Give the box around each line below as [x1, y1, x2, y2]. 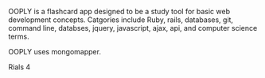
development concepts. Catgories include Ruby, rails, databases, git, [8, 15, 233, 24]
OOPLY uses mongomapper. [8, 47, 102, 56]
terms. [8, 32, 29, 41]
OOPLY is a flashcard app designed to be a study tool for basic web [8, 7, 231, 16]
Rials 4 [8, 62, 31, 72]
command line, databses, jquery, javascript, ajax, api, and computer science [8, 24, 258, 32]
